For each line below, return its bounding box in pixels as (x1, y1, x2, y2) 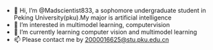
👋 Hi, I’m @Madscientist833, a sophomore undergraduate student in (13, 7, 206, 14)
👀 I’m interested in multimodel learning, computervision (13, 21, 170, 28)
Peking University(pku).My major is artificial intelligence (13, 14, 172, 22)
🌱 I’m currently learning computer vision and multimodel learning (13, 28, 197, 36)
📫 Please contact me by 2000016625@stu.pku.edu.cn (13, 36, 170, 43)
